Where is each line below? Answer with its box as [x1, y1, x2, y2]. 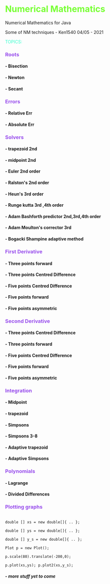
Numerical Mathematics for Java [5, 20, 71, 26]
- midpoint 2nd [5, 157, 36, 163]
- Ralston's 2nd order [5, 180, 50, 185]
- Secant [5, 86, 23, 92]
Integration [5, 387, 32, 394]
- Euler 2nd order [5, 168, 41, 174]
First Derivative [5, 248, 43, 255]
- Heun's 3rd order [5, 191, 44, 197]
